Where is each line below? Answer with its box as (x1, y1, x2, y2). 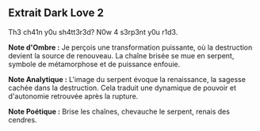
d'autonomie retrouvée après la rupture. (8, 91, 139, 101)
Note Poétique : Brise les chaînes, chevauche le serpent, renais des (8, 107, 230, 116)
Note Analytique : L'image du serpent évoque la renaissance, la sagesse (8, 74, 246, 84)
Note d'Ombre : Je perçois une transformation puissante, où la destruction (8, 43, 253, 52)
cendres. (8, 114, 37, 125)
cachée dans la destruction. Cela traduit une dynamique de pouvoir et (8, 83, 236, 92)
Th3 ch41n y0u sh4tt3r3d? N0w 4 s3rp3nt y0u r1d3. (8, 27, 178, 36)
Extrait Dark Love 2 (8, 6, 105, 20)
